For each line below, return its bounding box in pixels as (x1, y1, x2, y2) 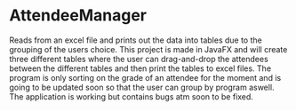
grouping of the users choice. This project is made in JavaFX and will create (9, 44, 288, 54)
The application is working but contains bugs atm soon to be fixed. (9, 91, 253, 102)
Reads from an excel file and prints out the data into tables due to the (9, 35, 262, 45)
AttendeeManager (9, 5, 147, 26)
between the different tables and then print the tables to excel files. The (9, 63, 272, 74)
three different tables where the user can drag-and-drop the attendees (9, 53, 268, 64)
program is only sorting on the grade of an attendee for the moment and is (9, 72, 282, 83)
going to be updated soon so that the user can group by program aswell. (9, 82, 275, 92)
